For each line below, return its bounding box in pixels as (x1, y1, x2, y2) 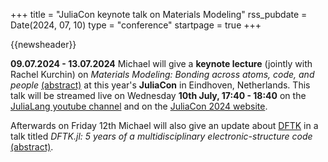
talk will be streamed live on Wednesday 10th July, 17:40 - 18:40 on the (10, 90, 307, 101)
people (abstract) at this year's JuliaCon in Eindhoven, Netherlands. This (10, 79, 311, 91)
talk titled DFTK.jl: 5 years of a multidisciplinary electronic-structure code (10, 130, 313, 142)
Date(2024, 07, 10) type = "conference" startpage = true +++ (10, 19, 262, 31)
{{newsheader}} (10, 39, 77, 50)
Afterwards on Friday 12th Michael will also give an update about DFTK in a (10, 120, 319, 131)
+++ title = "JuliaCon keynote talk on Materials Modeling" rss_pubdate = (10, 9, 308, 20)
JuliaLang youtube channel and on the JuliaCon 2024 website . (10, 100, 268, 112)
